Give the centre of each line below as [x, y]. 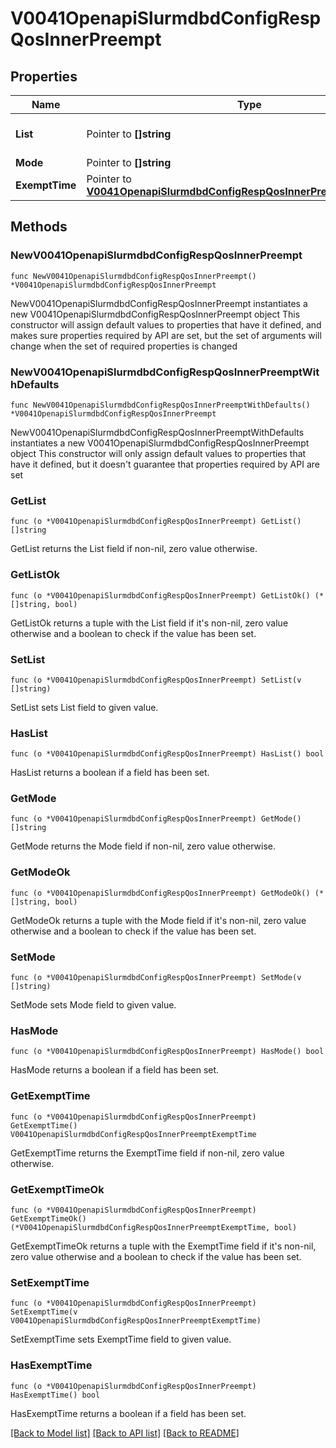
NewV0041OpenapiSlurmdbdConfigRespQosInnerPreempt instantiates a [159, 303]
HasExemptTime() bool [55, 1395]
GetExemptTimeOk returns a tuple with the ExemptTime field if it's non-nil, [163, 1246]
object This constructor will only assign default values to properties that [158, 453]
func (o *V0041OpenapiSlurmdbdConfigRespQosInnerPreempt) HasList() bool [167, 754]
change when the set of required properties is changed [124, 346]
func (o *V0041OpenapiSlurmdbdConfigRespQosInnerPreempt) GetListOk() [160, 595]
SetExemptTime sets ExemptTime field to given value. [121, 1339]
